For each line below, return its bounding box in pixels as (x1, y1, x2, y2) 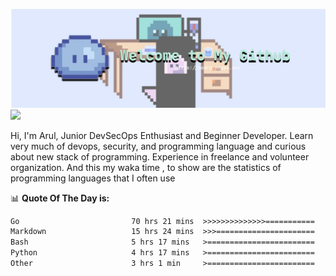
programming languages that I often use (10, 172, 176, 184)
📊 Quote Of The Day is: (10, 192, 110, 204)
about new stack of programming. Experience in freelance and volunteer (10, 150, 310, 163)
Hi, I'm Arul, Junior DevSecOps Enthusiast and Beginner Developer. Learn (10, 129, 314, 141)
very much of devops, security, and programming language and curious (10, 140, 307, 152)
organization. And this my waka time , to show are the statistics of (10, 161, 282, 173)
